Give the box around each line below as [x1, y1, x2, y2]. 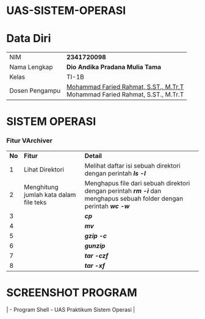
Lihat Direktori [24, 165, 64, 174]
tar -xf [84, 261, 106, 270]
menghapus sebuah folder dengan [84, 194, 184, 203]
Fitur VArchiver [6, 137, 53, 145]
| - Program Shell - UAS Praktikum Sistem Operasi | [6, 306, 135, 313]
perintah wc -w [84, 202, 130, 210]
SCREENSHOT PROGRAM [6, 285, 137, 299]
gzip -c [84, 231, 107, 240]
